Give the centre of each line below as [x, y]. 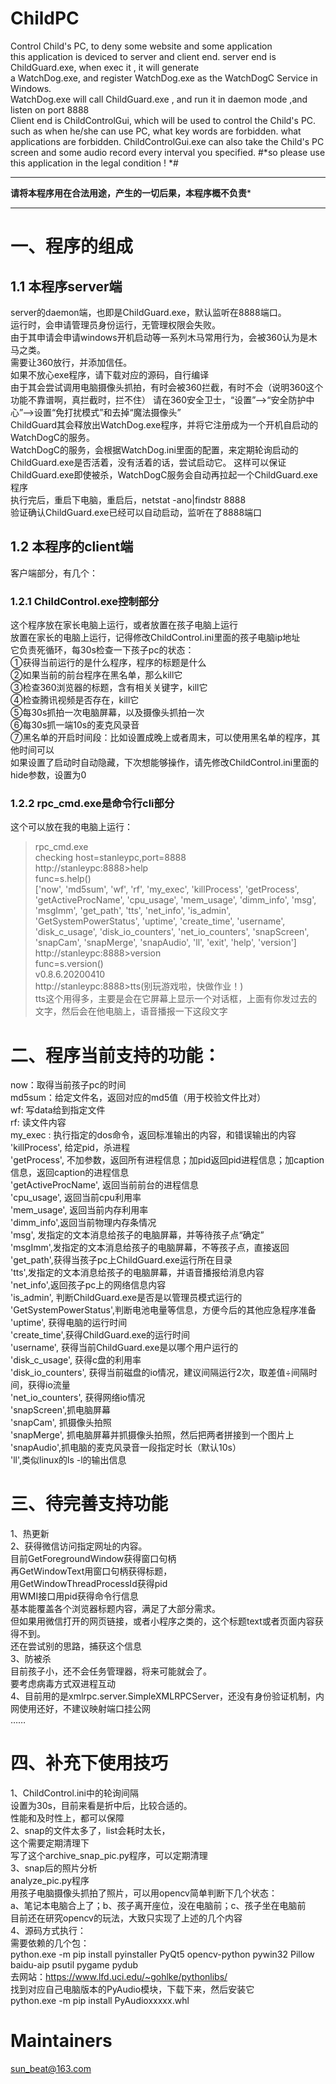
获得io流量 [49, 1385]
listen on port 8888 [50, 109]
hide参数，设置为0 [48, 775]
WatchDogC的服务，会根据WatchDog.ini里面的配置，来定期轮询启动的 [154, 449]
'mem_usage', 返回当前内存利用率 [79, 1210]
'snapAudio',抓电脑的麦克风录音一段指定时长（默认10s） [126, 1448]
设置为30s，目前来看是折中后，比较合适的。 [101, 1806]
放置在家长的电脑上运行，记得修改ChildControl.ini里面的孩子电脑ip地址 [155, 638]
